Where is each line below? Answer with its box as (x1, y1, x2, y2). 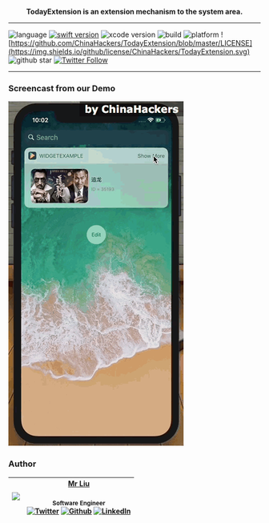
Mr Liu (67, 479, 90, 489)
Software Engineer (52, 499, 106, 507)
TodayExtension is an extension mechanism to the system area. (26, 7, 243, 16)
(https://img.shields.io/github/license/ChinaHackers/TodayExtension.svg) (8, 47, 251, 56)
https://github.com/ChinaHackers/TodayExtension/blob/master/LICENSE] (10, 38, 253, 47)
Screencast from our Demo (8, 82, 116, 94)
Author (8, 458, 37, 469)
